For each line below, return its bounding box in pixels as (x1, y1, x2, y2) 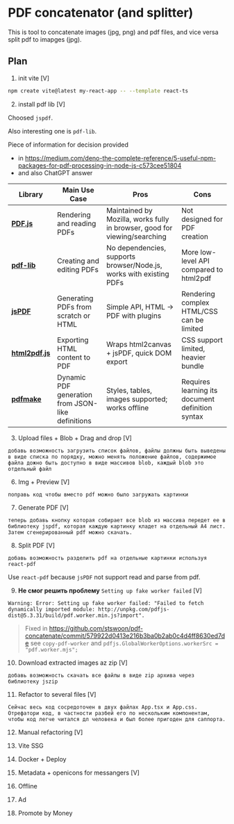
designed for (181, 214, 223, 224)
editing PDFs (57, 264, 99, 274)
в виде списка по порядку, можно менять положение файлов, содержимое (8, 453, 217, 460)
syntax (181, 412, 203, 421)
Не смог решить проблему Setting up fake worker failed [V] (17, 586, 202, 595)
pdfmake (11, 394, 42, 404)
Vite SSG (17, 741, 44, 750)
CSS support (181, 335, 223, 345)
